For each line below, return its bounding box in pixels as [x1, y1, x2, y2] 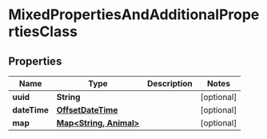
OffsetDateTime [56, 105, 118, 115]
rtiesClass [8, 22, 78, 41]
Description [146, 78, 193, 89]
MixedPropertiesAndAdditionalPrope [8, 6, 260, 24]
